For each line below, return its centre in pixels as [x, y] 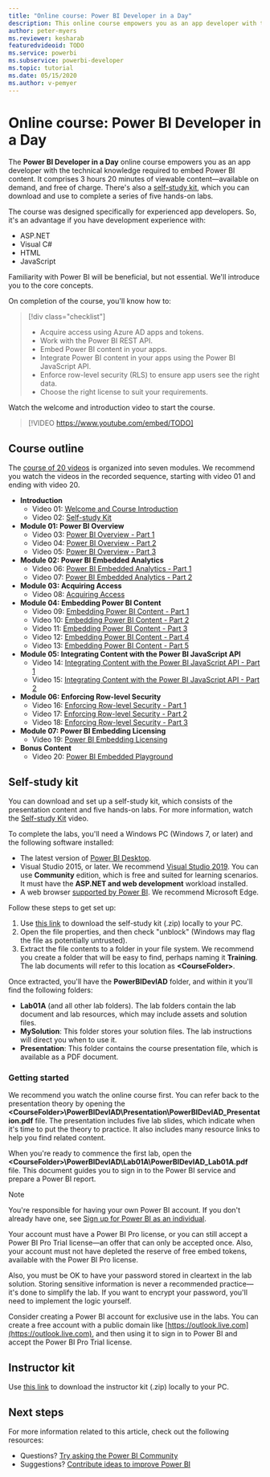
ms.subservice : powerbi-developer [66, 61]
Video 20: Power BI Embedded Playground [102, 757]
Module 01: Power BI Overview [72, 526]
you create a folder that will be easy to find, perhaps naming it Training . [139, 958]
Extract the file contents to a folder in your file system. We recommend [137, 949]
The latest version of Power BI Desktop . [86, 858]
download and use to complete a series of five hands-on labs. [111, 196]
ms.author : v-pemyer [43, 83]
